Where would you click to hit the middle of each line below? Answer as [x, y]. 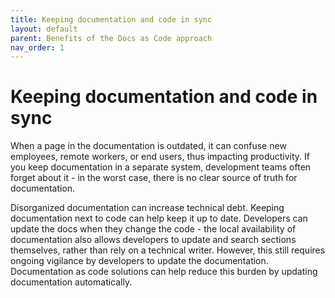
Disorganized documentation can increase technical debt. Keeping [147, 208]
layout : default [44, 29]
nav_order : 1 [37, 47]
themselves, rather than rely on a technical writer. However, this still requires [168, 250]
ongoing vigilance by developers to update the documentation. [139, 261]
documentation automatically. [71, 282]
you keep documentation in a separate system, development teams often [161, 167]
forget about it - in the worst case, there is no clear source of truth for [154, 178]
